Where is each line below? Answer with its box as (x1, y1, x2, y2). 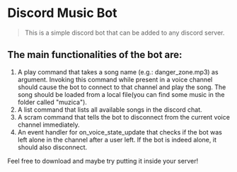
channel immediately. (17, 120, 80, 129)
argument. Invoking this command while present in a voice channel (17, 75, 213, 84)
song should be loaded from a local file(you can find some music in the (17, 90, 225, 98)
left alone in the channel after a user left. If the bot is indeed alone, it (17, 135, 217, 144)
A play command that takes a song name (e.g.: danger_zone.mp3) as (17, 67, 219, 76)
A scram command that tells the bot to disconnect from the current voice (17, 113, 230, 121)
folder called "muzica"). (17, 98, 87, 106)
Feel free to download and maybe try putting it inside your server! (7, 156, 199, 165)
